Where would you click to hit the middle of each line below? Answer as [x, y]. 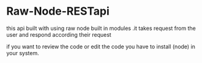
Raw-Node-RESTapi [58, 11]
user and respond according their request [59, 34]
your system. [23, 53]
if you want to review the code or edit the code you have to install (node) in [101, 46]
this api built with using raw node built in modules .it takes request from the [101, 28]
